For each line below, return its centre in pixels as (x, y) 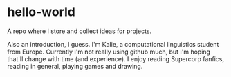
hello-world (41, 12)
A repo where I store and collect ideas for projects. (80, 31)
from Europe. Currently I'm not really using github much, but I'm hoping (109, 52)
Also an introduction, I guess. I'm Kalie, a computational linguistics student (113, 44)
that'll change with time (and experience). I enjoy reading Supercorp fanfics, (116, 58)
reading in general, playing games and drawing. (75, 66)
